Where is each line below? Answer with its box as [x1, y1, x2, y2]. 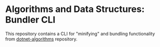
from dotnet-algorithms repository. [5, 36, 77, 42]
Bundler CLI [5, 14, 56, 25]
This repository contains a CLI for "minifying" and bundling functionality [5, 30, 155, 36]
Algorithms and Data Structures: [5, 3, 145, 15]
